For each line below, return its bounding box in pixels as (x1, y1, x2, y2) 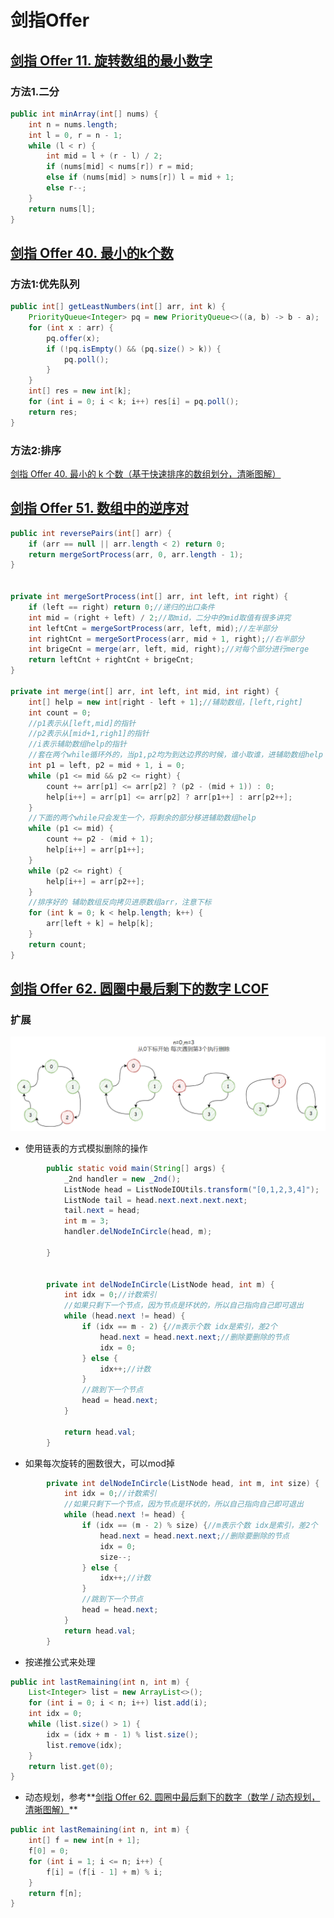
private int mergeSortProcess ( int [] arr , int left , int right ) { (10, 592, 289, 602)
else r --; (46, 183, 87, 193)
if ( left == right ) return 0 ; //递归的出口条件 (28, 602, 215, 612)
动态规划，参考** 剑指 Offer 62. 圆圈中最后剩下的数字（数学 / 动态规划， (24, 1791, 321, 1803)
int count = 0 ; (28, 707, 92, 718)
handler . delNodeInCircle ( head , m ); (63, 1227, 213, 1237)
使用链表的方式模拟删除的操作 (24, 1142, 148, 1154)
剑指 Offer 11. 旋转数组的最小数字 (10, 52, 213, 69)
